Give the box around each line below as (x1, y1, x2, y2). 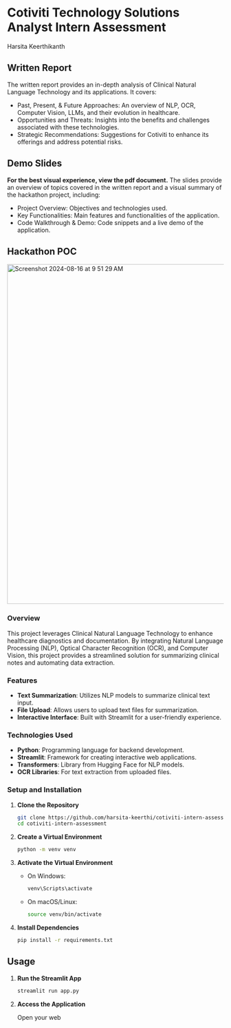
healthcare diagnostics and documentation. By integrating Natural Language (7, 636, 223, 645)
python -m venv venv (16, 846, 76, 853)
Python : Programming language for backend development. (16, 746, 184, 754)
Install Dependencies (16, 923, 79, 932)
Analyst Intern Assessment (7, 19, 166, 35)
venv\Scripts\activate (27, 886, 93, 892)
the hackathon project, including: (7, 191, 101, 199)
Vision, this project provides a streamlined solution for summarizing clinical (7, 651, 220, 659)
